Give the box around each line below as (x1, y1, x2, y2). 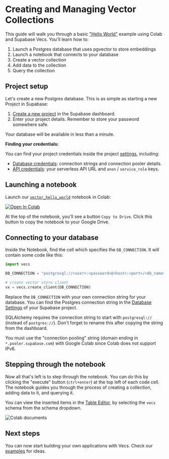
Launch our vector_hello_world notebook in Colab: (5, 194, 111, 200)
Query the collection (12, 67, 55, 74)
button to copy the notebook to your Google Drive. (5, 218, 110, 225)
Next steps (5, 429, 40, 438)
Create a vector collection (12, 56, 66, 63)
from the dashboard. (5, 325, 48, 331)
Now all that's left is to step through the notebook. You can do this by (5, 373, 148, 379)
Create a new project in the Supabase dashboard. (12, 110, 116, 117)
